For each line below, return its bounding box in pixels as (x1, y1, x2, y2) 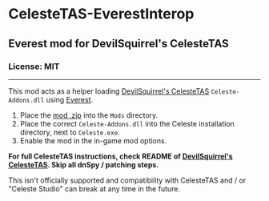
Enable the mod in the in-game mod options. (19, 135, 167, 145)
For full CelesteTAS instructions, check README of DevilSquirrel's (8, 151, 234, 161)
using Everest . (46, 94, 94, 104)
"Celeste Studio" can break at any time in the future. (8, 183, 180, 193)
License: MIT (8, 61, 60, 72)
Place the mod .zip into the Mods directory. (19, 110, 159, 120)
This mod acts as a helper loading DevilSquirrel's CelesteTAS (8, 86, 210, 96)
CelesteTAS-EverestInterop (8, 5, 195, 23)
